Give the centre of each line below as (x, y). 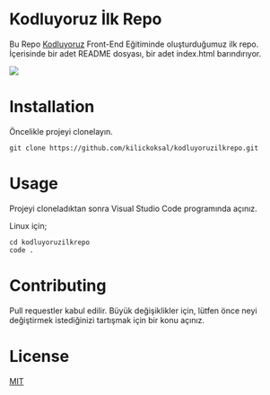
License (39, 356)
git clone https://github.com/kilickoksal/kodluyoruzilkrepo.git (134, 148)
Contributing (58, 285)
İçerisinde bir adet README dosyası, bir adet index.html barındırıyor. (135, 53)
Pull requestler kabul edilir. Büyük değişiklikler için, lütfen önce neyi (133, 311)
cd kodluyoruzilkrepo (50, 242)
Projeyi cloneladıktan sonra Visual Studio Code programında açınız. (133, 208)
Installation (52, 107)
